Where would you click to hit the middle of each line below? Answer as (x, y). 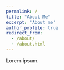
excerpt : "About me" (31, 22)
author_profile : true (32, 28)
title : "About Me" (28, 17)
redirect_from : (24, 33)
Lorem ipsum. (22, 60)
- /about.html (28, 44)
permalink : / (22, 11)
